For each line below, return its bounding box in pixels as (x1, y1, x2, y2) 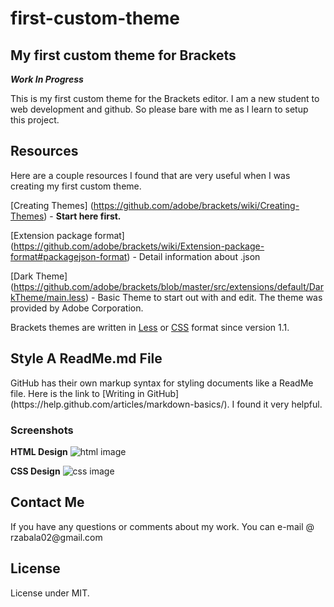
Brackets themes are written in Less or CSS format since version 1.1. (10, 321, 290, 333)
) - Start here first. (43, 210, 122, 222)
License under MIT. (10, 587, 90, 599)
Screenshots (10, 423, 74, 437)
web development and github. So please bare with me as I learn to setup (10, 103, 309, 115)
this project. (10, 114, 60, 126)
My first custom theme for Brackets (10, 47, 237, 64)
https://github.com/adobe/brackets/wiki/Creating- (93, 199, 300, 211)
